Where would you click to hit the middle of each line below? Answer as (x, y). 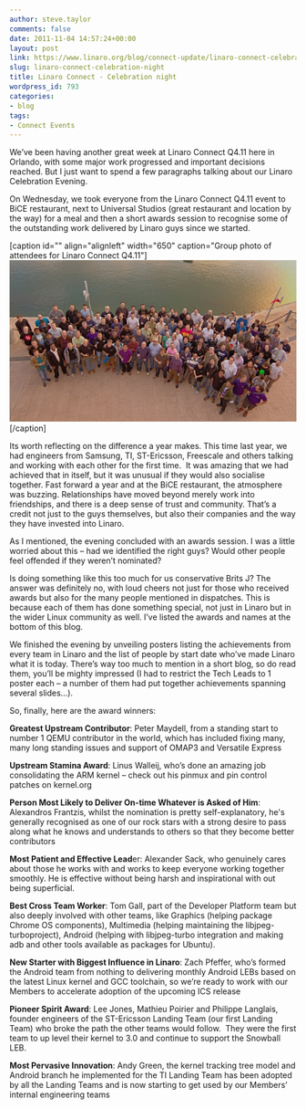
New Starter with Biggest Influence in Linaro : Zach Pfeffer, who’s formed (148, 962)
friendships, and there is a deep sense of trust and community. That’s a (143, 504)
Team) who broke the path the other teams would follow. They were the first (153, 1029)
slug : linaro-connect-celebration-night (87, 68)
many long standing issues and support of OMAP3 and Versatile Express (146, 748)
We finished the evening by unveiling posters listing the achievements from (150, 644)
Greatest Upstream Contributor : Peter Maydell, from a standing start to (144, 728)
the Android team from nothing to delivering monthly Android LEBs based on (153, 972)
